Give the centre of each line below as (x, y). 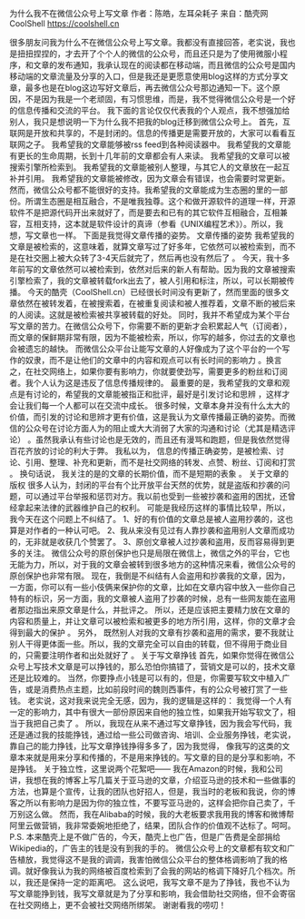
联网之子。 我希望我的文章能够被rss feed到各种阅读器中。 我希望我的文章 (146, 144)
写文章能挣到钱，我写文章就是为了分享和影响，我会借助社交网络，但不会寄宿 (152, 894)
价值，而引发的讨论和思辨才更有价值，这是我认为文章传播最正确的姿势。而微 (152, 417)
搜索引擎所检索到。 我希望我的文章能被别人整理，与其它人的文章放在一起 (146, 167)
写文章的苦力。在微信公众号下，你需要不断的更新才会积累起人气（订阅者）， (151, 326)
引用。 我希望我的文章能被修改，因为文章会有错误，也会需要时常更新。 (157, 178)
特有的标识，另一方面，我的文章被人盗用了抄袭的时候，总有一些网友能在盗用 (152, 598)
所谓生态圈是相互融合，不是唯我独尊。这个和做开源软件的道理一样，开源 (160, 201)
